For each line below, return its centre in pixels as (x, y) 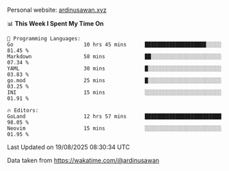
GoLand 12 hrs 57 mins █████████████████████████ (114, 116)
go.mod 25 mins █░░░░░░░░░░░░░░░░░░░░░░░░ (114, 81)
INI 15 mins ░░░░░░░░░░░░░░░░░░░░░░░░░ (114, 92)
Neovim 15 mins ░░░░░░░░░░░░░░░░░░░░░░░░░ (114, 129)
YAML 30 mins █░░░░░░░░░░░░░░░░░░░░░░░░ (114, 68)
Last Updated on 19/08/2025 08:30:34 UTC (68, 147)
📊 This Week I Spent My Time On (55, 24)
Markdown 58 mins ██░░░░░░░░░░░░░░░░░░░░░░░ (114, 57)
